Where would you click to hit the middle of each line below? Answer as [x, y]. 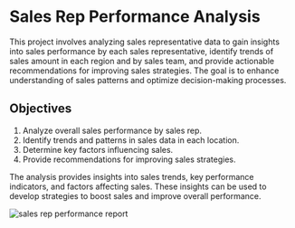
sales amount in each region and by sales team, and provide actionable [142, 61]
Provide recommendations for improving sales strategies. [129, 159]
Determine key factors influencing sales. [98, 149]
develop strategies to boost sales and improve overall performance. [135, 195]
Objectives [41, 109]
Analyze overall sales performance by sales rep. [112, 130]
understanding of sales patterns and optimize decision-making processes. [148, 80]
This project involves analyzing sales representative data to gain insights [145, 42]
